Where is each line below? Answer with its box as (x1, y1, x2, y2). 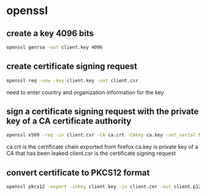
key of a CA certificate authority (6, 116, 132, 126)
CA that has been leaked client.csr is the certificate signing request (6, 149, 176, 157)
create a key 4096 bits (6, 28, 94, 39)
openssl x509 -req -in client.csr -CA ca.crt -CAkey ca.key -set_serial (6, 132, 196, 138)
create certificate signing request (6, 61, 138, 72)
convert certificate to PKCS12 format (6, 167, 150, 178)
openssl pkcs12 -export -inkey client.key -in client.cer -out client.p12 (6, 184, 202, 190)
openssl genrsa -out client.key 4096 (6, 44, 103, 50)
